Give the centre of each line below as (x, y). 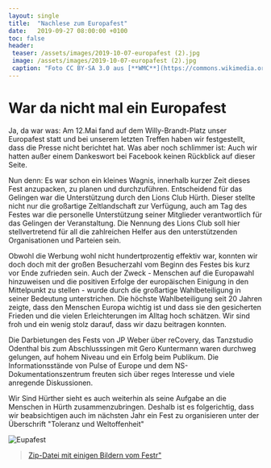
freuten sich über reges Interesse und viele (163, 374)
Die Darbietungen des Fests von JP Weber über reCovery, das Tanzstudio (131, 340)
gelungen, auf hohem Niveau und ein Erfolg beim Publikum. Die (114, 357)
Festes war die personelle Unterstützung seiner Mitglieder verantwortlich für (135, 214)
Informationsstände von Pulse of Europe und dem (91, 365)
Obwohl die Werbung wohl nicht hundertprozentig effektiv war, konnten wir (133, 255)
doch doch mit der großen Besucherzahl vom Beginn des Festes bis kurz (129, 264)
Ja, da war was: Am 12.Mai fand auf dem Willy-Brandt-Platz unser (118, 130)
